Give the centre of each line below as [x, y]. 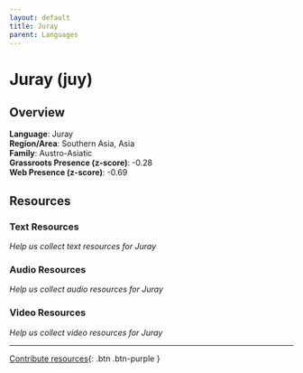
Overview [37, 112]
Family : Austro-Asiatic [51, 154]
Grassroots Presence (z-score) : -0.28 [81, 163]
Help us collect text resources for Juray [83, 247]
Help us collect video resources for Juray [86, 332]
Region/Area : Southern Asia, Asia [72, 144]
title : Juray [34, 26]
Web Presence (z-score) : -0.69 [69, 173]
